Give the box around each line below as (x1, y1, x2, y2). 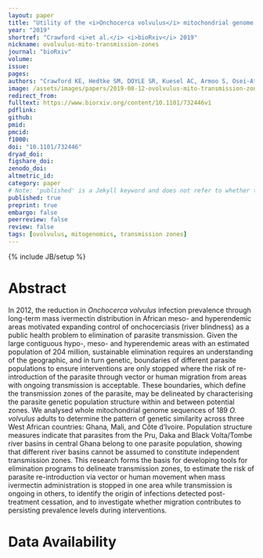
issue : (8, 63, 30, 71)
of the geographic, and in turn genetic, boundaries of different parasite (8, 355, 236, 365)
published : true (8, 194, 61, 202)
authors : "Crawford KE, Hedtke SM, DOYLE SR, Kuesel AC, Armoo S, (8, 77, 229, 85)
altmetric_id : (8, 172, 55, 181)
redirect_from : (8, 92, 58, 100)
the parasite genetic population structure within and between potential (8, 397, 235, 407)
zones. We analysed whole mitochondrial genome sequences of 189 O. (8, 405, 237, 414)
